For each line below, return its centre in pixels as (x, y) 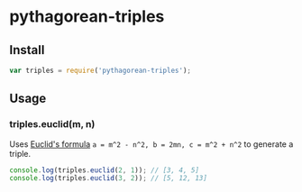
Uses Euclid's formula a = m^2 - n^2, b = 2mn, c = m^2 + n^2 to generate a (151, 144)
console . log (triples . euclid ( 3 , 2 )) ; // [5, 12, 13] (108, 178)
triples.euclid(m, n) (52, 124)
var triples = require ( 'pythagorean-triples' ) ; (101, 70)
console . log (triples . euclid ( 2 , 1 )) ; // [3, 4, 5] (105, 170)
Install (27, 50)
